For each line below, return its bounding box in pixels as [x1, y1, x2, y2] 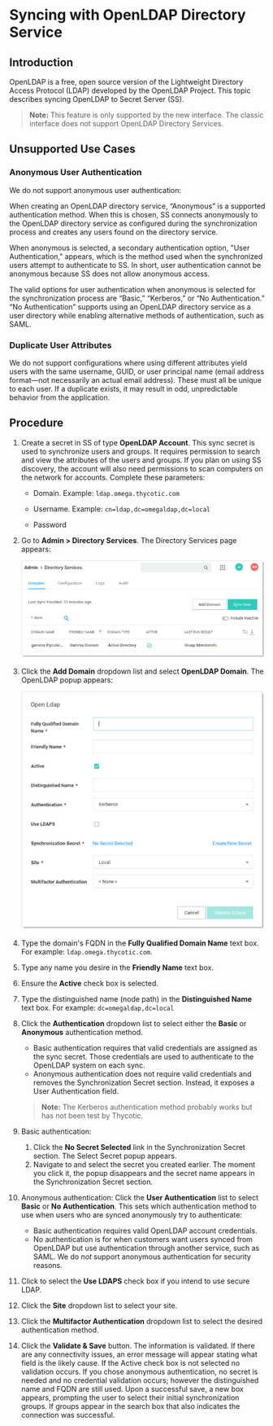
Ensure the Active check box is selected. [20, 979, 159, 989]
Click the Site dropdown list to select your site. [20, 1301, 178, 1310]
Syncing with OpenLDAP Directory [9, 6, 246, 24]
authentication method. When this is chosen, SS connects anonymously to [9, 209, 258, 219]
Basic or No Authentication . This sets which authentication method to [20, 1201, 257, 1211]
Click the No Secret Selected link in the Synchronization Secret [32, 1143, 246, 1152]
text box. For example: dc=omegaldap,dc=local [20, 1003, 175, 1013]
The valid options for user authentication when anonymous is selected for [9, 284, 256, 294]
